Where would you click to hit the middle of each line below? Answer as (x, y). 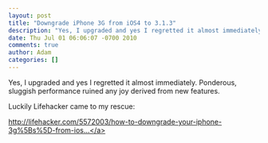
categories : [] (33, 60)
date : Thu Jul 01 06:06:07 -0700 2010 (73, 38)
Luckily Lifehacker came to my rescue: (72, 106)
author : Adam (30, 52)
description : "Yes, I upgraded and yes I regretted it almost (114, 30)
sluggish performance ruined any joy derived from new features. (114, 91)
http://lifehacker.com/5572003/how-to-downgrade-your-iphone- (115, 122)
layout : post (30, 15)
